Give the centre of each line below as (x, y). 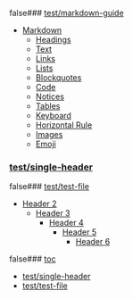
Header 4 (66, 223)
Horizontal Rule (64, 125)
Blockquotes (58, 78)
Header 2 (39, 203)
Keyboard (53, 116)
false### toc (33, 259)
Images (49, 134)
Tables (48, 106)
